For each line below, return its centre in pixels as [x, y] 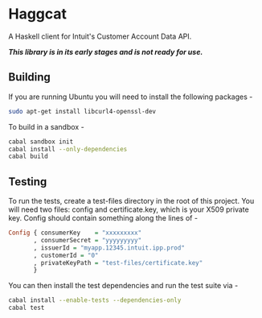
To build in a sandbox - [46, 126]
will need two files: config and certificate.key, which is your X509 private [129, 209]
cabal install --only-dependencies [68, 149]
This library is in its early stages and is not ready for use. [106, 52]
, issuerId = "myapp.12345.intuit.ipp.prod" [109, 248]
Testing [28, 182]
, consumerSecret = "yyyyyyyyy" [88, 240]
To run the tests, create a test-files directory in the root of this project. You [131, 201]
